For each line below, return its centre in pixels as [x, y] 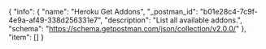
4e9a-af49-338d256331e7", [56, 20]
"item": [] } [26, 37]
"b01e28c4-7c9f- [229, 12]
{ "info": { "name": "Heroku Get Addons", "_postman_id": [103, 12]
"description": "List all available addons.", [173, 20]
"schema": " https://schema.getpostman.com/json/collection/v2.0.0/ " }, [127, 29]
